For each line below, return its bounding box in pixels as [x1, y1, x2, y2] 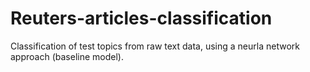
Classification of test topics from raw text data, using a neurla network [10, 40, 300, 52]
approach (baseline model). [10, 50, 124, 62]
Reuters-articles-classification [10, 7, 273, 30]
